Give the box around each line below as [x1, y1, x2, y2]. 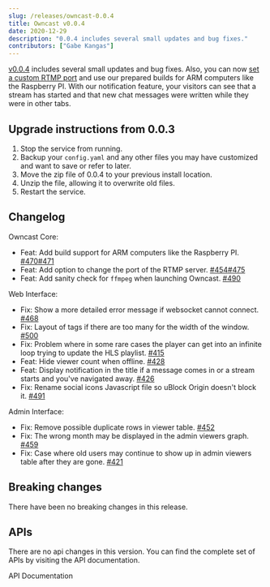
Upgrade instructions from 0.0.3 [8, 122, 176, 136]
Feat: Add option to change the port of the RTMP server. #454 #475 [19, 264, 246, 274]
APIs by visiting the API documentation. [8, 555, 140, 565]
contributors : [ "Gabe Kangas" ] [8, 42, 114, 50]
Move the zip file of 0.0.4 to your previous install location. [19, 169, 212, 179]
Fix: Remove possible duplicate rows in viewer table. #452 [19, 422, 215, 432]
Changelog [8, 210, 66, 224]
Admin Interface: [8, 406, 65, 416]
